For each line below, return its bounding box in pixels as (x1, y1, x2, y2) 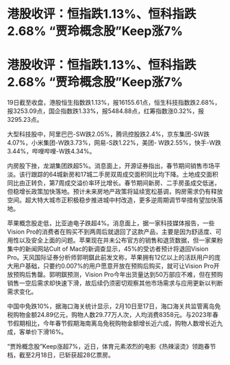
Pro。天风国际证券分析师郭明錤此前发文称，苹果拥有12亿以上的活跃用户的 (7, 253, 215, 262)
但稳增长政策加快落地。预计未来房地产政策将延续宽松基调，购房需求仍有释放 (7, 188, 223, 196)
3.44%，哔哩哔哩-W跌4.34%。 (7, 147, 96, 155)
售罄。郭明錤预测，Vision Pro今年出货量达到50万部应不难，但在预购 (30, 270, 223, 279)
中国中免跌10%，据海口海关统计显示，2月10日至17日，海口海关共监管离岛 (7, 302, 215, 310)
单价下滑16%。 (25, 328, 68, 336)
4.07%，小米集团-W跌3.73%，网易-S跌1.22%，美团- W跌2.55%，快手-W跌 (7, 138, 222, 147)
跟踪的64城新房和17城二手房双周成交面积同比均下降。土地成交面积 (30, 171, 219, 179)
